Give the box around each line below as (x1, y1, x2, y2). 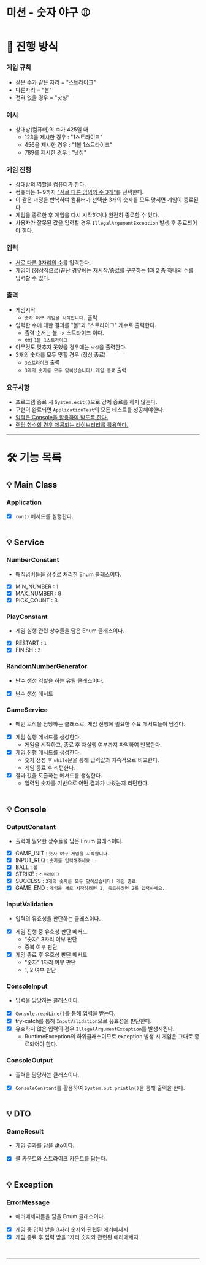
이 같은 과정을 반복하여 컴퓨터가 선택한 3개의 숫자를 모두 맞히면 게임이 (15, 196, 183, 203)
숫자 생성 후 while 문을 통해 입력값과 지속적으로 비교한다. (24, 757, 159, 764)
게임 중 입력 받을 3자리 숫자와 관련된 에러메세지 (15, 1226, 129, 1233)
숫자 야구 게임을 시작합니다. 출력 (24, 314, 98, 321)
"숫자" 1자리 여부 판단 (24, 959, 77, 966)
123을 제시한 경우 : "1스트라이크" (24, 133, 103, 141)
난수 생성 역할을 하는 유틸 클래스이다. (15, 677, 104, 684)
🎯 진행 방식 (6, 40, 58, 54)
